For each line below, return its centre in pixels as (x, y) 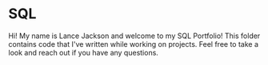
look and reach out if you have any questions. (83, 52)
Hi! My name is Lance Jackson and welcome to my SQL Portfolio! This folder (134, 36)
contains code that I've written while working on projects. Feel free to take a (133, 44)
